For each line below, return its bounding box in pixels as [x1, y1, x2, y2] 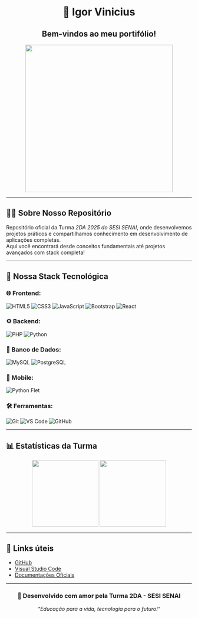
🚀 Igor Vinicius [62, 5, 136, 19]
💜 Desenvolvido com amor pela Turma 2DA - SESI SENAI [17, 592, 181, 600]
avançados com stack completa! [6, 249, 85, 256]
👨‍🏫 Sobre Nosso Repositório [6, 208, 112, 218]
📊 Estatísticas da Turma [6, 441, 97, 451]
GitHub [14, 559, 32, 566]
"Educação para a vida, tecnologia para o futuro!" [37, 605, 161, 612]
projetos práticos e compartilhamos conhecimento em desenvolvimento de [6, 230, 189, 237]
